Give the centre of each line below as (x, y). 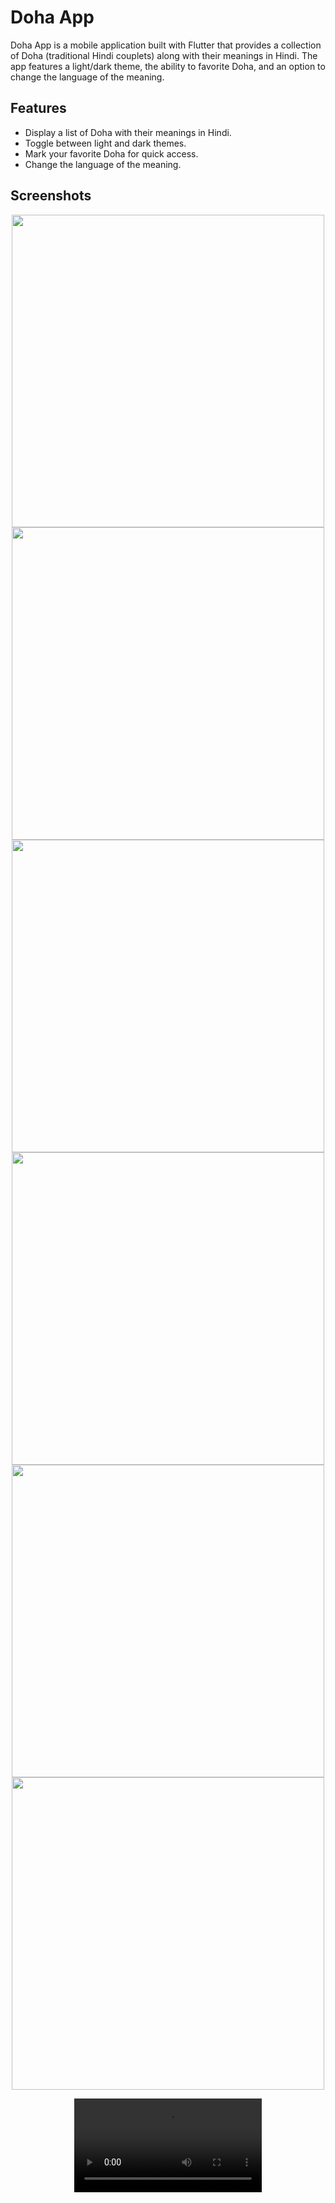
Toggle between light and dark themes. (105, 143)
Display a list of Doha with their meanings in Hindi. (128, 132)
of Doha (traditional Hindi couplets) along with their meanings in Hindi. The (164, 55)
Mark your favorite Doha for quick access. (111, 153)
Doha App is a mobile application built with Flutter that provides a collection (166, 45)
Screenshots (51, 196)
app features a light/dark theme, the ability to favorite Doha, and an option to (168, 66)
